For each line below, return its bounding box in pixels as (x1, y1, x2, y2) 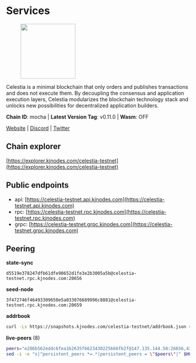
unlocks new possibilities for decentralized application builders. (6, 102, 159, 109)
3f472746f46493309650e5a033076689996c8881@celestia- (6, 297, 137, 303)
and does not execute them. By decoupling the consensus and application (6, 89, 184, 96)
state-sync (6, 259, 34, 267)
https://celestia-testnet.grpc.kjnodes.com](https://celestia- (30, 220, 173, 227)
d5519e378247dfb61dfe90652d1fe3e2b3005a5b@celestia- (6, 271, 137, 276)
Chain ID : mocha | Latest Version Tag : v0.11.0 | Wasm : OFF (6, 113, 149, 120)
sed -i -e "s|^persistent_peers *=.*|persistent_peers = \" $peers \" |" (6, 351, 181, 357)
